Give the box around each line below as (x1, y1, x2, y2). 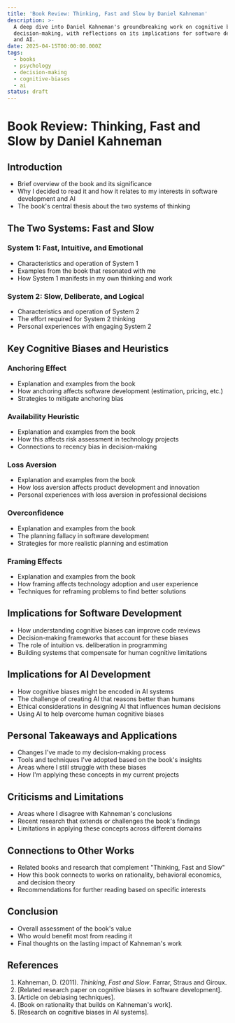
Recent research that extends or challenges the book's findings (17, 817, 201, 826)
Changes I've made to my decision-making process (17, 748, 166, 756)
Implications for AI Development (7, 669, 151, 681)
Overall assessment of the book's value (17, 924, 131, 933)
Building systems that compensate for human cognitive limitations (17, 648, 208, 656)
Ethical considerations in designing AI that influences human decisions (17, 702, 222, 710)
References (7, 959, 59, 971)
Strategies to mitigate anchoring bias (17, 394, 124, 402)
